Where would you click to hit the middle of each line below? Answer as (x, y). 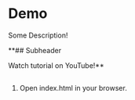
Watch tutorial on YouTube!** (56, 65)
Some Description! (38, 35)
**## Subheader (35, 50)
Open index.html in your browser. (73, 88)
